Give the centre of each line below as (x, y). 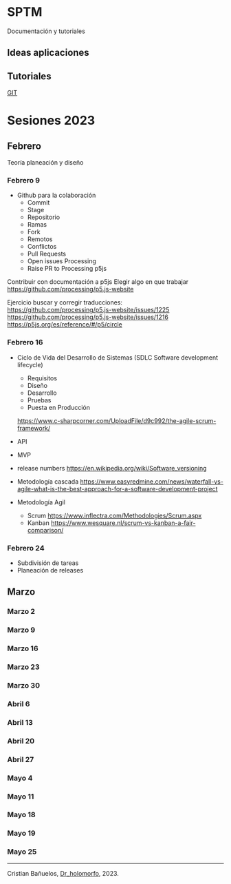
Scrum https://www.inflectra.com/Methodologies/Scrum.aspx (114, 515)
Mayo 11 (21, 796)
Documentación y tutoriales (46, 31)
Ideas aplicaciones (48, 53)
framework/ (34, 428)
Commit (38, 203)
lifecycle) (30, 364)
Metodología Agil (41, 502)
